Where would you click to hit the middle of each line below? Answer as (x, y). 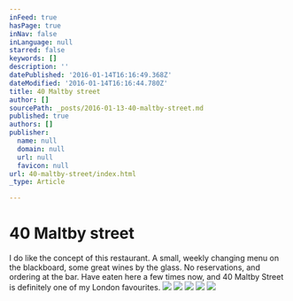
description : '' (39, 67)
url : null (35, 157)
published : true (39, 116)
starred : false (37, 50)
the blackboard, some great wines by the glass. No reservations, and (135, 267)
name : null (37, 141)
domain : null (41, 149)
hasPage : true (35, 26)
